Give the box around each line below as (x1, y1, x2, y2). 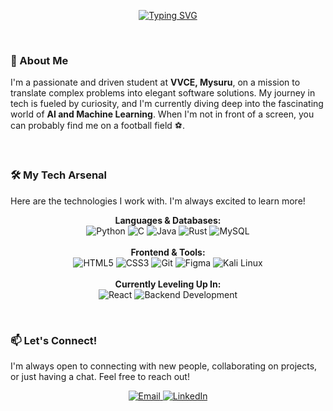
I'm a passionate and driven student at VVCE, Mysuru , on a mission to (10, 76, 301, 89)
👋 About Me (10, 53, 69, 67)
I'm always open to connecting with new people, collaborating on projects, (10, 360, 318, 372)
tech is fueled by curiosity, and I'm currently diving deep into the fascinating (10, 98, 324, 110)
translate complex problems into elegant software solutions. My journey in (10, 87, 316, 99)
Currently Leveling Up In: (114, 278, 222, 290)
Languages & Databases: (114, 214, 222, 226)
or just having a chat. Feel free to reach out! (10, 370, 190, 382)
